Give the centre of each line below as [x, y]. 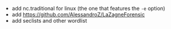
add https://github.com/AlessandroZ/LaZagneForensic [78, 14]
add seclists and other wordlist [49, 21]
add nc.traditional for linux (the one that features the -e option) [88, 8]
